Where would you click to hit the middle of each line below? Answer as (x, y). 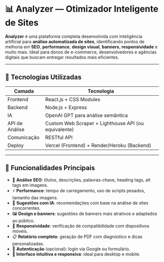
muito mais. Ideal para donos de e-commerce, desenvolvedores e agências (81, 52)
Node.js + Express (66, 107)
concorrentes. (26, 208)
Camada (24, 91)
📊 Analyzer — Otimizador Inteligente (82, 9)
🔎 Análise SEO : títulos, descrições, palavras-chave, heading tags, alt (81, 180)
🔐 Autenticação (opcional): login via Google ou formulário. (71, 249)
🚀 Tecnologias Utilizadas (43, 77)
